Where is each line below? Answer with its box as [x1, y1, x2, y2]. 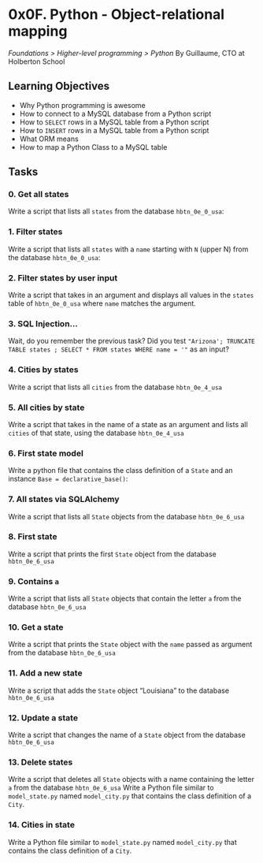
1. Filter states [8, 226, 63, 237]
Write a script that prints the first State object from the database [8, 549, 217, 559]
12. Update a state [8, 712, 79, 723]
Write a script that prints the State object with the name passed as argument [8, 640, 253, 649]
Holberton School [8, 57, 65, 66]
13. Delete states [8, 757, 73, 768]
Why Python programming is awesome [19, 100, 146, 110]
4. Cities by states [8, 364, 79, 375]
